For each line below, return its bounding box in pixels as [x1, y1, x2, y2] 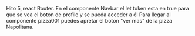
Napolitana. [6, 23, 34, 30]
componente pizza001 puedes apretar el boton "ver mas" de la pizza [6, 17, 172, 24]
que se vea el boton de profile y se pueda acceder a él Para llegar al [6, 11, 172, 18]
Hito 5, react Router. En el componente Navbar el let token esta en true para [6, 5, 189, 12]
